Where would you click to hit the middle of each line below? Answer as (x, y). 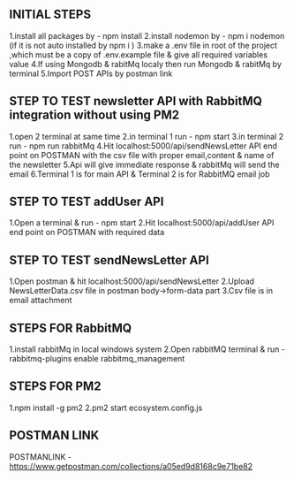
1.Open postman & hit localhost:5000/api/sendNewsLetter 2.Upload (132, 281)
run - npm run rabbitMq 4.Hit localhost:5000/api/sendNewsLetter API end (143, 146)
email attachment (41, 301)
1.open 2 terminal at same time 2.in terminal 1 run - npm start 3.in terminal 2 (147, 136)
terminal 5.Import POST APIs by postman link (91, 73)
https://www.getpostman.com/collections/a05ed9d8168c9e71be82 (131, 466)
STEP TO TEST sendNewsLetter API (109, 260)
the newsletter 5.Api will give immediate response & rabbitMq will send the (144, 164)
